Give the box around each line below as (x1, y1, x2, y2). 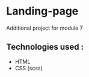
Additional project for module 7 (6, 24, 83, 32)
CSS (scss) (14, 64, 43, 72)
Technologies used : (6, 42, 84, 52)
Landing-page (6, 4, 79, 18)
